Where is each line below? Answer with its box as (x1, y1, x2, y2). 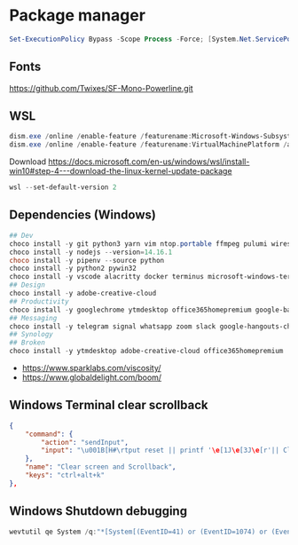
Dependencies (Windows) (9, 208, 157, 223)
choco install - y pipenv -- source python (9, 256, 165, 265)
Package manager (9, 5, 146, 26)
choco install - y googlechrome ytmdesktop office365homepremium (9, 305, 252, 314)
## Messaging (9, 313, 58, 322)
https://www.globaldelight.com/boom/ (21, 372, 162, 383)
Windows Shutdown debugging (9, 503, 188, 519)
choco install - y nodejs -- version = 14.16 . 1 (9, 248, 173, 257)
